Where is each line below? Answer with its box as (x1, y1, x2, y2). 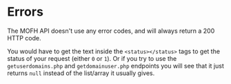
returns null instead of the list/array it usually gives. (7, 69, 155, 77)
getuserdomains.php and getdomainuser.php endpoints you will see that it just (7, 61, 224, 70)
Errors (7, 4, 43, 20)
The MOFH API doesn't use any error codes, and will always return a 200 (7, 27, 215, 35)
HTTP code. (7, 33, 41, 42)
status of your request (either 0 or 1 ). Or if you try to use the (7, 54, 177, 62)
